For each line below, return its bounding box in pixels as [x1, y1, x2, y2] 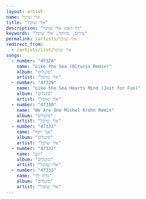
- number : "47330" [11, 101, 57, 108]
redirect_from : [6, 42, 44, 48]
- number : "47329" [11, 80, 57, 86]
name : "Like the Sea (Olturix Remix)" [16, 63, 112, 69]
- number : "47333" [11, 167, 57, 174]
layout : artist [6, 8, 44, 15]
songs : [6, 52, 22, 58]
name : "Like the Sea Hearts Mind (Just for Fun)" [16, 85, 141, 91]
